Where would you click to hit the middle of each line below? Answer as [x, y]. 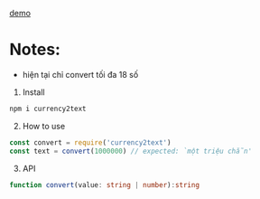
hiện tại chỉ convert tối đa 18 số [80, 74]
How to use [44, 126]
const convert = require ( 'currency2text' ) [90, 142]
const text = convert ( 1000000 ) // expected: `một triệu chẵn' [131, 151]
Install [33, 92]
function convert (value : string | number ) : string [105, 185]
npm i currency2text [48, 109]
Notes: [35, 50]
